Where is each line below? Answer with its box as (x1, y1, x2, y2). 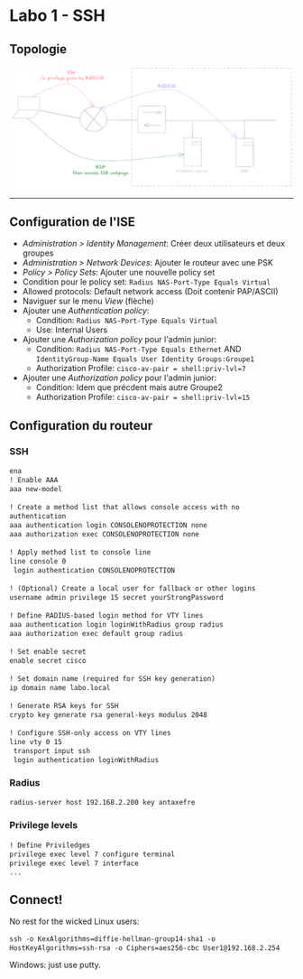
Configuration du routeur (9, 417, 153, 434)
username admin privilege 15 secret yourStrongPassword (9, 593, 224, 602)
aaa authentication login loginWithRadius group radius (9, 620, 224, 629)
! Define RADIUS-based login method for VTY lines (9, 611, 204, 620)
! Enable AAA (9, 476, 59, 485)
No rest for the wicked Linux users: (9, 916, 140, 927)
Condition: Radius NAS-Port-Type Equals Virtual (35, 315, 218, 326)
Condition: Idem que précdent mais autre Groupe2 (35, 382, 224, 393)
